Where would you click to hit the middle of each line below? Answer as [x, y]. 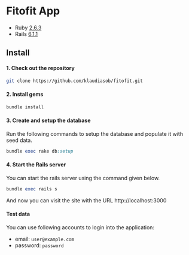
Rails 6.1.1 [26, 34]
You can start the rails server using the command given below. [83, 178]
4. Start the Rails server [36, 165]
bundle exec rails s [32, 189]
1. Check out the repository [40, 68]
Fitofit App [33, 11]
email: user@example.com [45, 239]
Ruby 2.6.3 [28, 28]
